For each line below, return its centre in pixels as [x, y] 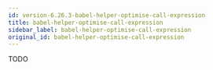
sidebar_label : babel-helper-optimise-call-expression [100, 30]
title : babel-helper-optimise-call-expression [86, 23]
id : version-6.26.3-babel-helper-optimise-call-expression [107, 15]
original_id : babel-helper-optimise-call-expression [96, 37]
